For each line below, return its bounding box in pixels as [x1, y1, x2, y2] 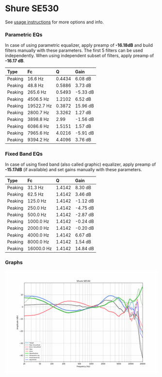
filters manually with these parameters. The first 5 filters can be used [5, 47, 143, 54]
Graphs [5, 259, 23, 266]
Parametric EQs [5, 31, 43, 38]
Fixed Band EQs [5, 150, 43, 157]
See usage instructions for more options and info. [5, 19, 104, 25]
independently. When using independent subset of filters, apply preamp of [5, 53, 154, 59]
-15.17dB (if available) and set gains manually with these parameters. [5, 167, 142, 173]
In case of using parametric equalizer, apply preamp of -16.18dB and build [5, 42, 153, 48]
